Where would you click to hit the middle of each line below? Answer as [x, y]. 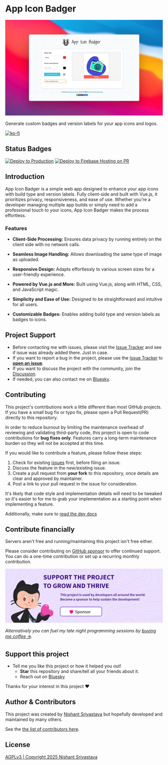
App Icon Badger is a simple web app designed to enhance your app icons [82, 188]
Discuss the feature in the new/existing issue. [59, 467]
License [18, 745]
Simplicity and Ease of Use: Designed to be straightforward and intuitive [87, 299]
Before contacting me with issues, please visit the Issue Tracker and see [87, 347]
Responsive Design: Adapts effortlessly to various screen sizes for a [83, 269]
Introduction [25, 177]
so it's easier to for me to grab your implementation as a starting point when [83, 498]
